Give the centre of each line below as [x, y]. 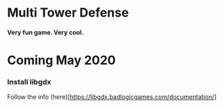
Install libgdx [29, 82]
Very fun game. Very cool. [46, 32]
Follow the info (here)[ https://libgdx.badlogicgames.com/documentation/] [112, 97]
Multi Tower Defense [68, 13]
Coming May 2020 [61, 60]
